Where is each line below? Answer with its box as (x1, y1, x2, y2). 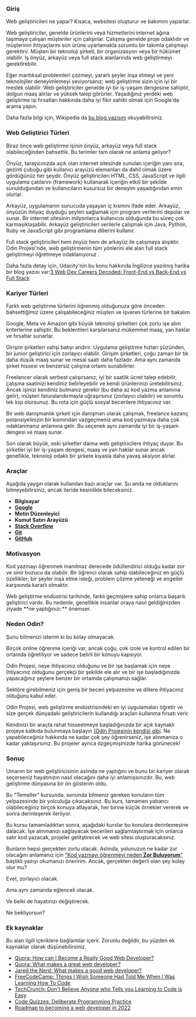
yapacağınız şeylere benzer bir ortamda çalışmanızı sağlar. (6, 675, 148, 682)
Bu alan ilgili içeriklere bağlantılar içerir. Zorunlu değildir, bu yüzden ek (6, 937, 176, 944)
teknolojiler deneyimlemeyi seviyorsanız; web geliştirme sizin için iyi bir (6, 78, 177, 85)
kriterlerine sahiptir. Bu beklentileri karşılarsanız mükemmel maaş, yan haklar (6, 326, 191, 333)
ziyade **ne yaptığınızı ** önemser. (6, 605, 91, 613)
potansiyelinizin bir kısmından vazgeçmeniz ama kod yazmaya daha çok (6, 416, 180, 423)
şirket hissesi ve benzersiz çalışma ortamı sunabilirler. (6, 362, 136, 369)
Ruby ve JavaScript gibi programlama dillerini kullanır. (6, 227, 136, 234)
